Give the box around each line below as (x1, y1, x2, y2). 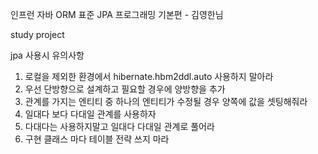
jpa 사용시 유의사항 (10, 49, 85, 61)
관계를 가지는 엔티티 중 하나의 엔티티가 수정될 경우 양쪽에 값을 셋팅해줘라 (24, 96, 308, 107)
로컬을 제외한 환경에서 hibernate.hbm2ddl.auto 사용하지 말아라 (24, 71, 274, 82)
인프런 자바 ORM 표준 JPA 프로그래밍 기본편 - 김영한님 (10, 9, 224, 20)
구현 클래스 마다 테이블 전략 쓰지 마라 (24, 133, 170, 145)
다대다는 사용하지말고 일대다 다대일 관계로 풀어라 (24, 121, 215, 132)
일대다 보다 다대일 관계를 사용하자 (24, 108, 157, 120)
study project (10, 29, 65, 40)
